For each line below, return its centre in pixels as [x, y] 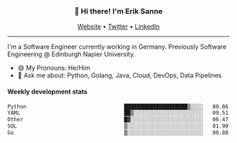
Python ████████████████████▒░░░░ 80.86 [118, 106]
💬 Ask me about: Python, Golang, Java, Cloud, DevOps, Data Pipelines [120, 75]
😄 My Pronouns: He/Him [54, 68]
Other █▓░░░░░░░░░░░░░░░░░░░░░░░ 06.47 [118, 120]
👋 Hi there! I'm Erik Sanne [119, 11]
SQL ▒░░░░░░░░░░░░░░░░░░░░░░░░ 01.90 [118, 126]
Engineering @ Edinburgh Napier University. [71, 54]
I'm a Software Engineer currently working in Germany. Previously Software [117, 47]
